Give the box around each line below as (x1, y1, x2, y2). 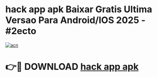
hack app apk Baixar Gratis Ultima (5, 4, 152, 15)
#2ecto (5, 25, 37, 37)
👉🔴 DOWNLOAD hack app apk (5, 61, 139, 72)
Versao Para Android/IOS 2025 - (5, 14, 146, 26)
